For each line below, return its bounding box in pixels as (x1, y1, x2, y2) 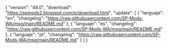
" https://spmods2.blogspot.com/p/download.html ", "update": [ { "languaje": (5, 10, 164, 16)
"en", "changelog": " (5, 15, 48, 21)
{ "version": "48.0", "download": (5, 5, 72, 10)
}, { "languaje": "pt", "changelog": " (5, 32, 79, 37)
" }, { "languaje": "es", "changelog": (63, 20, 137, 27)
